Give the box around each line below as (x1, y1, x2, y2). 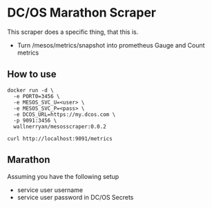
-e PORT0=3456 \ (13, 93, 60, 100)
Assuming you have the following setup (7, 172, 119, 180)
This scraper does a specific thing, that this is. (7, 28, 139, 36)
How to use (7, 68, 57, 80)
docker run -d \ (7, 86, 54, 94)
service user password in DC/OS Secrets (17, 193, 134, 201)
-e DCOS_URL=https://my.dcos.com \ (13, 111, 116, 118)
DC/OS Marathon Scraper (7, 5, 157, 21)
